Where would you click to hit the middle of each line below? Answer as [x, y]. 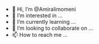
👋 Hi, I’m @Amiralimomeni [44, 9]
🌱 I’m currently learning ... [44, 22]
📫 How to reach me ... [40, 35]
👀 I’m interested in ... [37, 15]
